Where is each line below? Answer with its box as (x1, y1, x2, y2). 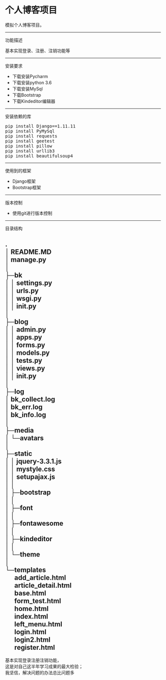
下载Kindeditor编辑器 (12, 98, 55, 104)
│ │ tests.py (5, 356, 42, 365)
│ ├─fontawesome (5, 519, 64, 528)
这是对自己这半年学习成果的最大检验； (5, 663, 83, 669)
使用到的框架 (5, 167, 31, 174)
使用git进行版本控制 (12, 210, 53, 216)
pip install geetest (5, 138, 55, 144)
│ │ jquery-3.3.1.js (5, 457, 62, 466)
